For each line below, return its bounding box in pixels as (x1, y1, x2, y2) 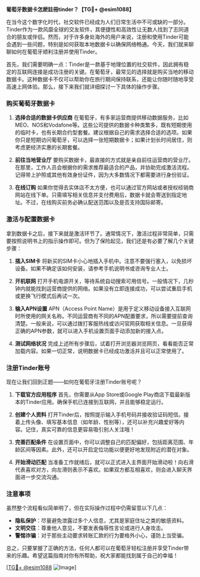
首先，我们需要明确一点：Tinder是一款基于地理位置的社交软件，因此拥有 (6, 61, 184, 68)
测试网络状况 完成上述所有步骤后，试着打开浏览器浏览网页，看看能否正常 (14, 340, 194, 347)
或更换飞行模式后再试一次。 (14, 292, 83, 299)
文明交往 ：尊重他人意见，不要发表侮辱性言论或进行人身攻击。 (14, 525, 167, 532)
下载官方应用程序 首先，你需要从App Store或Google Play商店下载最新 (14, 391, 186, 398)
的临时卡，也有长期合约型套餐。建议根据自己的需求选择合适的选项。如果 (14, 129, 192, 136)
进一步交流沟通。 (20, 473, 62, 481)
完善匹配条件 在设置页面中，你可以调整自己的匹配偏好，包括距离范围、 (14, 438, 189, 446)
